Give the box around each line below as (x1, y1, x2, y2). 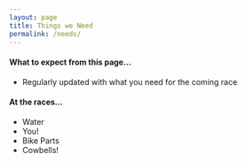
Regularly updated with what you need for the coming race (21, 76, 238, 87)
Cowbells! (21, 144, 60, 155)
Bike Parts (21, 135, 60, 146)
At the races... (9, 96, 64, 107)
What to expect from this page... (9, 57, 131, 67)
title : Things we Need (9, 21, 93, 30)
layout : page (9, 12, 58, 22)
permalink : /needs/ (9, 29, 82, 38)
